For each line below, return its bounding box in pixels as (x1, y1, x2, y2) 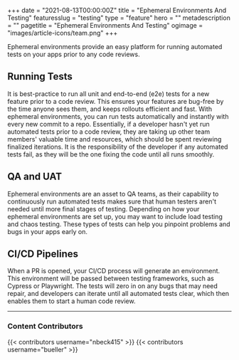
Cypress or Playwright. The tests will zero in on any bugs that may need (7, 282, 218, 290)
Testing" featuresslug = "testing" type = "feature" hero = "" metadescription (7, 14, 231, 22)
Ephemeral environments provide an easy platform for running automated (7, 43, 223, 51)
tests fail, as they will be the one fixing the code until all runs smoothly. (7, 149, 215, 159)
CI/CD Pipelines (7, 248, 79, 260)
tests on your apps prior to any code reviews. (7, 50, 140, 58)
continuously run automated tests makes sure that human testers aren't (7, 197, 217, 206)
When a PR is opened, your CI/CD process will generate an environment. (7, 267, 221, 275)
